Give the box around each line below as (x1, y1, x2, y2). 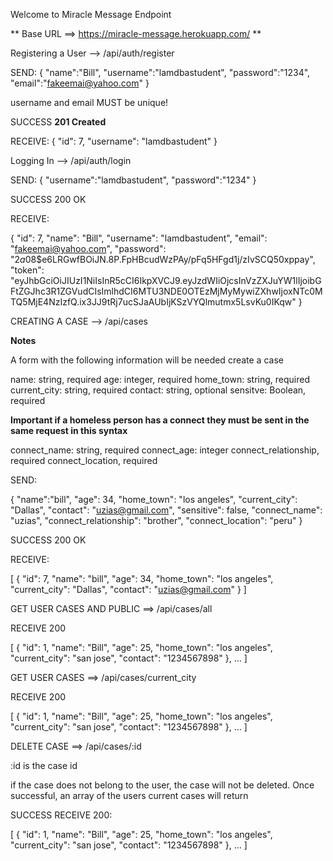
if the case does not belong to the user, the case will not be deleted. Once (10, 779, 315, 791)
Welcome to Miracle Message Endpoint (10, 9, 172, 20)
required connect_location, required (10, 455, 158, 466)
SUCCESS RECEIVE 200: (10, 809, 113, 821)
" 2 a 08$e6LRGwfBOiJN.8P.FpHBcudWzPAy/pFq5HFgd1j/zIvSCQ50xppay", (10, 254, 316, 265)
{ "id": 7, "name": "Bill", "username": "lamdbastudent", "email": (10, 232, 268, 244)
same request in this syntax (10, 425, 128, 436)
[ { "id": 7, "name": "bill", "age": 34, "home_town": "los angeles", (10, 573, 274, 584)
